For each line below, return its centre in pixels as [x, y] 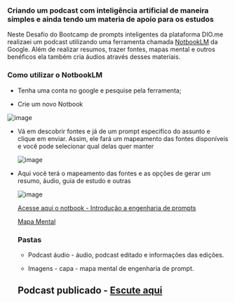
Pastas [29, 239]
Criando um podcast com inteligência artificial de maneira [108, 11]
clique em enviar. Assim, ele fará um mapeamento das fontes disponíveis [123, 138]
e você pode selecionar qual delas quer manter [86, 146]
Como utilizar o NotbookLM [55, 75]
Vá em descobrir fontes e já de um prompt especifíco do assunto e [114, 131]
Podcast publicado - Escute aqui [90, 291]
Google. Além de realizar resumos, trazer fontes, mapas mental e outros [111, 49]
